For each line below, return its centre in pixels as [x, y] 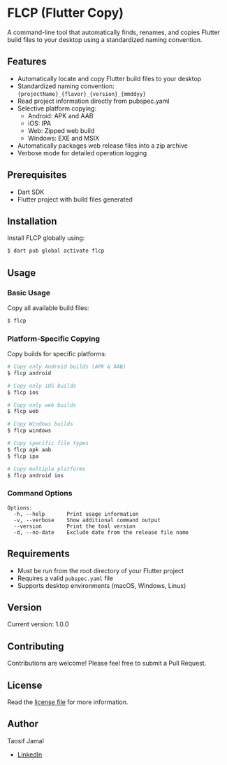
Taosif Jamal [25, 741]
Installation [32, 221]
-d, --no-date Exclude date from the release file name [101, 532]
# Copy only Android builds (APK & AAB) [67, 367]
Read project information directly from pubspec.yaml [93, 101]
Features [27, 62]
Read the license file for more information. [68, 702]
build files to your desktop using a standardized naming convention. [105, 39]
